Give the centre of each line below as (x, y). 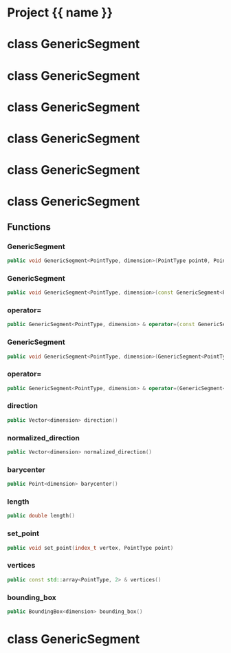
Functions (29, 227)
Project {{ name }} (60, 13)
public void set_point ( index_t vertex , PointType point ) (90, 548)
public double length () (41, 516)
